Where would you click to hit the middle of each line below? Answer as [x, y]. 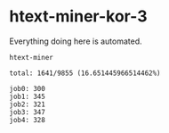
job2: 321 [28, 104]
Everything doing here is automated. [76, 41]
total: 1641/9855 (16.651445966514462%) [85, 73]
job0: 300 [28, 88]
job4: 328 [28, 120]
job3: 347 [28, 112]
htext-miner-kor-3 [78, 17]
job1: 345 [28, 96]
